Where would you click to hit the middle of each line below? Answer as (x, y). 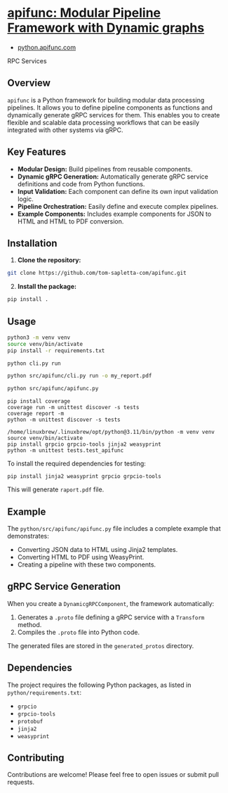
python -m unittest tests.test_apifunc (66, 451)
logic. (25, 199)
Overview (29, 83)
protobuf (30, 721)
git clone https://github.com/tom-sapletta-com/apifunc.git (97, 273)
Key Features (37, 152)
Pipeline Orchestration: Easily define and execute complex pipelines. (118, 206)
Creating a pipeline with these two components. (87, 565)
